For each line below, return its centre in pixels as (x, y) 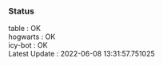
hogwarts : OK (32, 37)
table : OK (25, 29)
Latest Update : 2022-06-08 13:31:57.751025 (82, 54)
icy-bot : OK (28, 45)
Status (21, 11)
